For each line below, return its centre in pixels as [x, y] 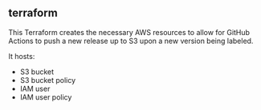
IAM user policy [46, 97]
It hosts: [22, 56]
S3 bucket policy [48, 80]
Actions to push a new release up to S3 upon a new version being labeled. [131, 41]
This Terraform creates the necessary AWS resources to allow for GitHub [129, 32]
